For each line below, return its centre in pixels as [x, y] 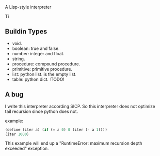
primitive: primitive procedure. [42, 69]
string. [18, 59]
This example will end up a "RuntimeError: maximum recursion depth [74, 143]
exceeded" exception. [27, 148]
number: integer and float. [38, 53]
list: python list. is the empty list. [44, 74]
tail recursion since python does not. [42, 111]
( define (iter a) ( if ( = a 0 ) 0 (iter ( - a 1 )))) [56, 130]
